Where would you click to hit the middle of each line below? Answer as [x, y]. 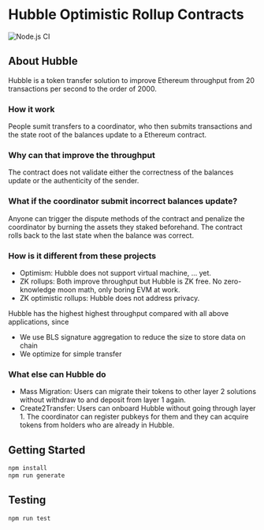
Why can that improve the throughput [82, 155]
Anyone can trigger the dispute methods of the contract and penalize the [126, 218]
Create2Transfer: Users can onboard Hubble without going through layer [138, 408]
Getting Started [47, 450]
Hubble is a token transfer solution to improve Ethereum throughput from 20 [131, 80]
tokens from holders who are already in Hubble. [97, 425]
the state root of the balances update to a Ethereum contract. [108, 135]
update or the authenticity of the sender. [74, 181]
